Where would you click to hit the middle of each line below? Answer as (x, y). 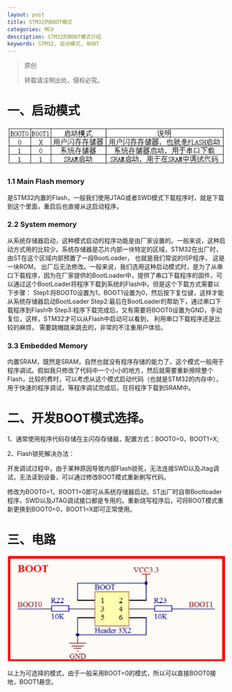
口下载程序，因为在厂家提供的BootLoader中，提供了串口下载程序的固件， (112, 275)
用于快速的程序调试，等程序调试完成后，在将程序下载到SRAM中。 (101, 388)
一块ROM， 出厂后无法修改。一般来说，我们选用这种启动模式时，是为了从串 (115, 267)
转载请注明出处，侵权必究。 (64, 81)
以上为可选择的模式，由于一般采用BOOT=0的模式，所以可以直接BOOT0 (109, 673)
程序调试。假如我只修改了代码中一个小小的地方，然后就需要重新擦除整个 (110, 371)
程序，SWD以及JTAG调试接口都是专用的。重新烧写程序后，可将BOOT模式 (113, 500)
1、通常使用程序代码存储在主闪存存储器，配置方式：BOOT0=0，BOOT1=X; (113, 439)
